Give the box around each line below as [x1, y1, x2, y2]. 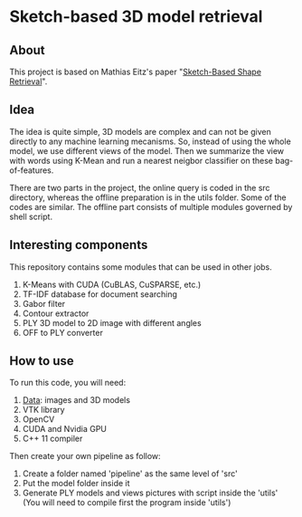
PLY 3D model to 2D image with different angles [22, 317, 202, 328]
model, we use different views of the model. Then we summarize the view [9, 145, 285, 156]
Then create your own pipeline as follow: [9, 451, 161, 462]
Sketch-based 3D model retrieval [9, 6, 263, 27]
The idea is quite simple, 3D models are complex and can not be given [9, 126, 271, 137]
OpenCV [22, 414, 55, 425]
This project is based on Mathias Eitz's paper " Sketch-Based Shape [9, 66, 262, 77]
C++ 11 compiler [22, 433, 83, 445]
